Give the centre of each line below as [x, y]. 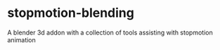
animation [22, 39]
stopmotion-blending [71, 13]
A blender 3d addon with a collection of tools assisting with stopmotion [110, 32]
